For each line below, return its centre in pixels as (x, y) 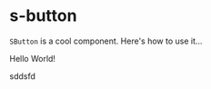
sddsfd (23, 76)
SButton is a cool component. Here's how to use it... (106, 41)
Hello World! (33, 58)
